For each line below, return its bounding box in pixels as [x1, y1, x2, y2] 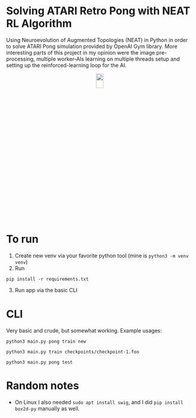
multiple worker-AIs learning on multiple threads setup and [36, 55, 180, 62]
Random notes [6, 379, 79, 392]
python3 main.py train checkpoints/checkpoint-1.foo [6, 349, 140, 354]
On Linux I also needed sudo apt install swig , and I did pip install [14, 398, 184, 406]
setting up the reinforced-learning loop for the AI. [6, 61, 127, 69]
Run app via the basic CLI [14, 286, 78, 293]
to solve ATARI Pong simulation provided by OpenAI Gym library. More [6, 43, 178, 50]
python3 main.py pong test [6, 359, 73, 365]
